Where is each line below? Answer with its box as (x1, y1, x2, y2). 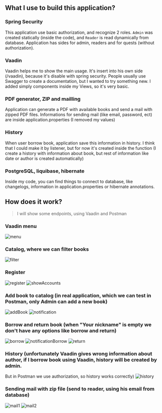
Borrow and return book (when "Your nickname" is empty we (5, 321, 152, 328)
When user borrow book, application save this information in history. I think (5, 140, 155, 146)
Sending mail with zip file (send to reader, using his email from (5, 385, 155, 392)
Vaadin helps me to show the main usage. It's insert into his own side (5, 68, 143, 74)
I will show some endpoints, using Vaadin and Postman (16, 210, 127, 216)
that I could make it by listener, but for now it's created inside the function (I (5, 145, 156, 151)
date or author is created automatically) (5, 155, 84, 161)
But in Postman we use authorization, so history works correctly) (5, 373, 134, 380)
